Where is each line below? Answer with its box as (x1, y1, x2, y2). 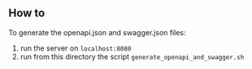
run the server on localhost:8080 (20, 43, 132, 53)
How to (8, 6, 46, 20)
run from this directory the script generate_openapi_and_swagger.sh (20, 51, 245, 61)
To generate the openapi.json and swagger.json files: (8, 27, 186, 37)
